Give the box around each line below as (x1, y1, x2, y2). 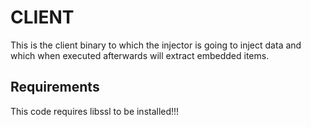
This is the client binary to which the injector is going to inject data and (10, 39, 302, 51)
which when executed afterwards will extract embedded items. (10, 49, 270, 61)
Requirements (10, 79, 100, 96)
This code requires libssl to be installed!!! (10, 105, 180, 117)
